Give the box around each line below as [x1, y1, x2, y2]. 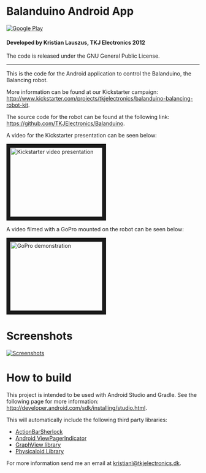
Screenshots [6, 329, 73, 343]
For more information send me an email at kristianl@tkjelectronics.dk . [6, 460, 181, 467]
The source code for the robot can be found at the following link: [6, 113, 170, 121]
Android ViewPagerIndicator [15, 434, 87, 442]
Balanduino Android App [6, 4, 134, 18]
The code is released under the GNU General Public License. [6, 52, 161, 60]
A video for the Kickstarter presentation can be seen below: [6, 132, 158, 139]
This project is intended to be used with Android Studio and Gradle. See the [6, 391, 197, 399]
